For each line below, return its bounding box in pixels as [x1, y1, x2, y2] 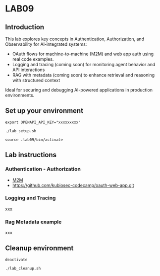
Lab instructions [5, 151, 57, 159]
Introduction [5, 23, 45, 31]
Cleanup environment [5, 244, 74, 253]
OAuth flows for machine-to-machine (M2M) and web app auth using [12, 51, 154, 57]
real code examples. [12, 56, 54, 62]
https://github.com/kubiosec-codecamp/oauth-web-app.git [12, 182, 134, 188]
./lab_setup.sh [5, 128, 37, 133]
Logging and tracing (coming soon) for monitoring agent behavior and [12, 62, 156, 67]
